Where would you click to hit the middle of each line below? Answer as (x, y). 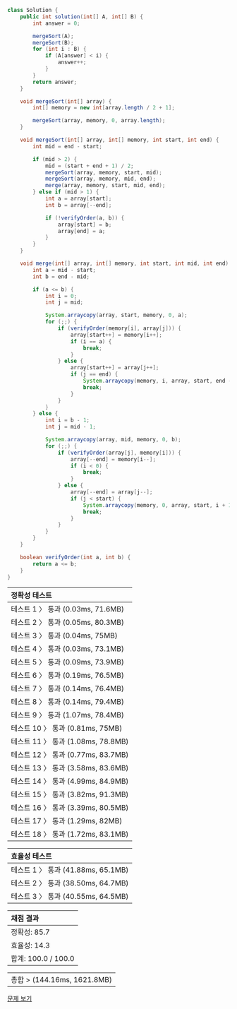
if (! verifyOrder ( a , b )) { (85, 218)
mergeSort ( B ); (53, 42)
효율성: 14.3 (31, 945)
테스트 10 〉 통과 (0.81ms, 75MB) (67, 729)
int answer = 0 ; (56, 23)
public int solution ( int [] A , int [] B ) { (82, 17)
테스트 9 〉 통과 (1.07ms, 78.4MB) (68, 715)
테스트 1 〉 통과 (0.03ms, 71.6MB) (68, 609)
